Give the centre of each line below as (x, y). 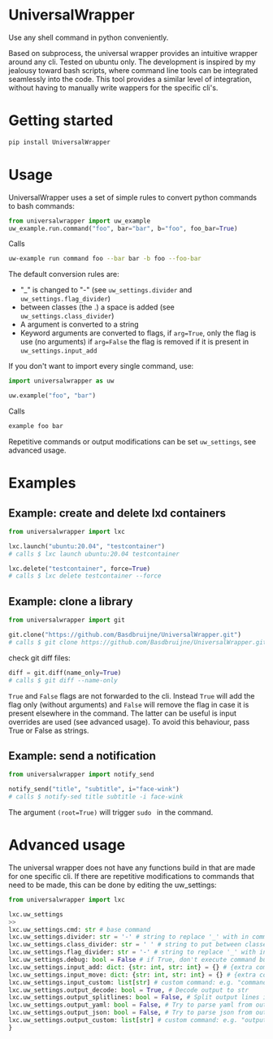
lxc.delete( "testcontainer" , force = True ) (80, 569)
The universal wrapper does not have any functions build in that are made (132, 868)
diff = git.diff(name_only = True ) (65, 673)
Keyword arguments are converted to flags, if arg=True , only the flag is (138, 333)
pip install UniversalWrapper (60, 142)
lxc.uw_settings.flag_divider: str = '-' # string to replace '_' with (132, 952)
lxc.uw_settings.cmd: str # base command (80, 929)
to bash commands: (41, 206)
